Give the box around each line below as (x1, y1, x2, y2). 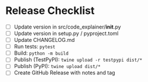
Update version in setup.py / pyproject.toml (13, 30, 119, 37)
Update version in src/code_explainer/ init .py (13, 23, 121, 30)
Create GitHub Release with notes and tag (13, 69, 115, 76)
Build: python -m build (13, 49, 68, 56)
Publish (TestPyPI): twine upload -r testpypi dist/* (13, 56, 143, 63)
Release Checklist (5, 4, 95, 17)
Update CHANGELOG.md (13, 37, 75, 44)
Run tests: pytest (13, 43, 56, 50)
